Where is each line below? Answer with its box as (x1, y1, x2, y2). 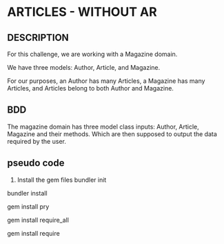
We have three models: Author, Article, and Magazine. (7, 64, 161, 71)
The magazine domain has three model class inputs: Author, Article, (7, 122, 200, 131)
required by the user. (7, 137, 67, 145)
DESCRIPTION (7, 32, 69, 44)
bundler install (7, 189, 48, 197)
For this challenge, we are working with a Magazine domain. (7, 50, 178, 58)
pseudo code (7, 157, 65, 169)
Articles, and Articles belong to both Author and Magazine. (7, 84, 174, 92)
